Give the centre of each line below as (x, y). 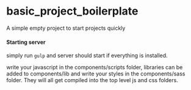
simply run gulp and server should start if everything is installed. (87, 55)
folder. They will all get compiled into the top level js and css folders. (92, 80)
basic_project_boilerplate (72, 11)
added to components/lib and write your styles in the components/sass (96, 74)
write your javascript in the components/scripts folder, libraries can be (95, 67)
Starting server (26, 42)
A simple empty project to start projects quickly (66, 28)
